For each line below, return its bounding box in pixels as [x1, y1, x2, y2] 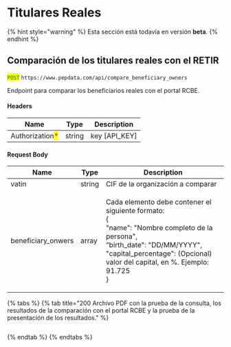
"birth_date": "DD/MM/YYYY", [105, 240, 203, 250]
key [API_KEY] [90, 131, 137, 140]
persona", [105, 232, 138, 241]
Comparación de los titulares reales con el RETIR [7, 55, 219, 67]
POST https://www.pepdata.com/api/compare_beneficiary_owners [7, 74, 188, 81]
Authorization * [10, 131, 59, 140]
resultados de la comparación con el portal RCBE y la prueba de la [7, 306, 195, 315]
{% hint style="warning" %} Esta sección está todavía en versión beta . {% [7, 27, 218, 36]
